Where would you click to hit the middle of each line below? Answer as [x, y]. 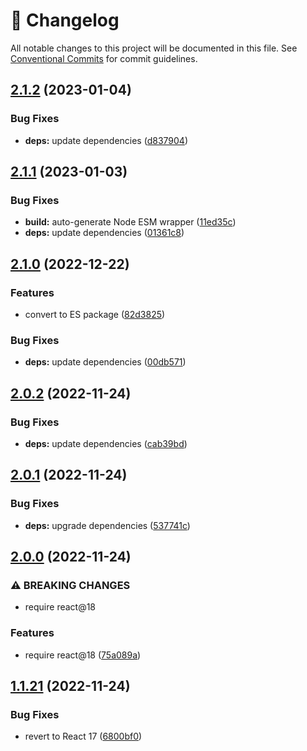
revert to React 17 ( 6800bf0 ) [83, 736]
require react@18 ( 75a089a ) [83, 655]
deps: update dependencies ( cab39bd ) [106, 443]
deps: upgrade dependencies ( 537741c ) [107, 525]
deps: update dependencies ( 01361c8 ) [104, 233]
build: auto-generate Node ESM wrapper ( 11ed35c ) [130, 222]
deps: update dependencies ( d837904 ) [106, 140]
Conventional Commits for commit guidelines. [104, 58]
